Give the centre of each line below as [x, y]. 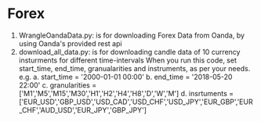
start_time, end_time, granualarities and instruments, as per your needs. [134, 68]
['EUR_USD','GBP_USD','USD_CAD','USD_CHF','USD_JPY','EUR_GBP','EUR [136, 102]
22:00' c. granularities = [58, 85]
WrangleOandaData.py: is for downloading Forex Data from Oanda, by [131, 35]
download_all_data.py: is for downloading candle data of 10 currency [129, 52]
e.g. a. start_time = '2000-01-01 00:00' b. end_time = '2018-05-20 [125, 77]
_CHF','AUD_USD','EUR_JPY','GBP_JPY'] [82, 109]
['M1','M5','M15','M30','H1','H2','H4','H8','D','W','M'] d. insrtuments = [126, 93]
